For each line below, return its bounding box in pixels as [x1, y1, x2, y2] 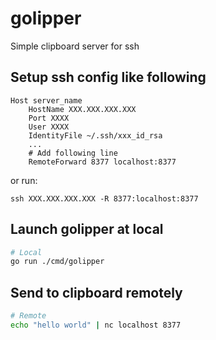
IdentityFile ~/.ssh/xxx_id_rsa [28, 130, 163, 141]
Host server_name [10, 95, 83, 106]
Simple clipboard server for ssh [10, 40, 140, 52]
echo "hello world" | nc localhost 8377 [10, 320, 182, 330]
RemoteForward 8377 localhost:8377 [28, 157, 177, 167]
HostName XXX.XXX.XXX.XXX [28, 104, 137, 114]
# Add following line [28, 148, 118, 158]
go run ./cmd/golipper [10, 257, 105, 267]
